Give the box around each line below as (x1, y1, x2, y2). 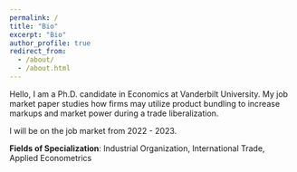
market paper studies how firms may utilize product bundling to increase (9, 98, 281, 109)
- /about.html (17, 64, 71, 73)
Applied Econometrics (9, 152, 92, 163)
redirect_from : (9, 47, 67, 56)
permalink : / (9, 13, 59, 23)
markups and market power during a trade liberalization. (9, 108, 219, 119)
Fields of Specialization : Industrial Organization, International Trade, (9, 142, 265, 154)
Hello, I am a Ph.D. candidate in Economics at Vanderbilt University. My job (9, 88, 288, 100)
